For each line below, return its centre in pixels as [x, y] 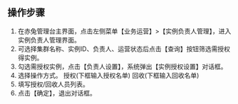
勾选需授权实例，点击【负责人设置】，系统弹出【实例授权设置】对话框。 [122, 67]
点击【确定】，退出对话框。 [57, 93]
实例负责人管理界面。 [49, 40]
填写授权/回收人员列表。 [53, 84]
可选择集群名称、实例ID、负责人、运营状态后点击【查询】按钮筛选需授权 [124, 49]
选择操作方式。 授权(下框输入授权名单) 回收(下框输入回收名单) [108, 75]
